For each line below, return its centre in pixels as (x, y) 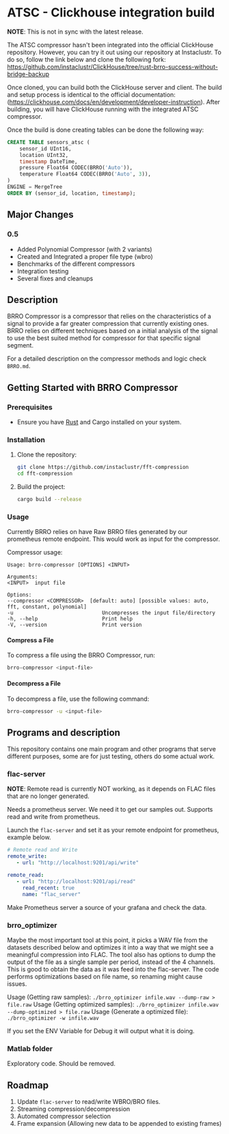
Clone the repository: (47, 455)
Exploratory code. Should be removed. (62, 1063)
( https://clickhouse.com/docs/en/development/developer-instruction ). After (114, 101)
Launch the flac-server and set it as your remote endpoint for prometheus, (113, 830)
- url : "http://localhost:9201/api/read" (76, 881)
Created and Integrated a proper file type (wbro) (85, 256)
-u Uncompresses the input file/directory (111, 613)
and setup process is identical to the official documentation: (91, 95)
